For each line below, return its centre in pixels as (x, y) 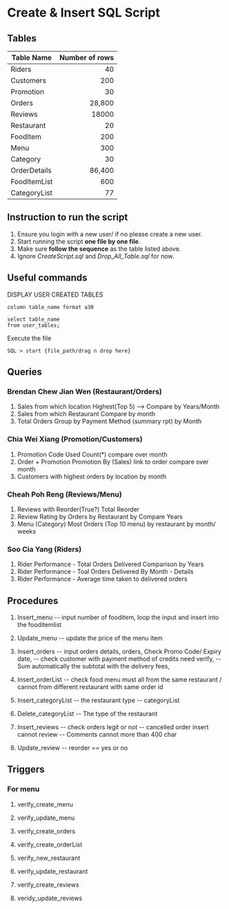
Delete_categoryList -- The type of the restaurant (87, 714)
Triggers (26, 770)
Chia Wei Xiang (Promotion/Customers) (75, 439)
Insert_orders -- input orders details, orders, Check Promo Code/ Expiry (119, 652)
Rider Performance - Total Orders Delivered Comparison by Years (110, 564)
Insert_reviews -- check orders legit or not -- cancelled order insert (113, 727)
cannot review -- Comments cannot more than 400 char (97, 735)
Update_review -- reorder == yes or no (72, 748)
